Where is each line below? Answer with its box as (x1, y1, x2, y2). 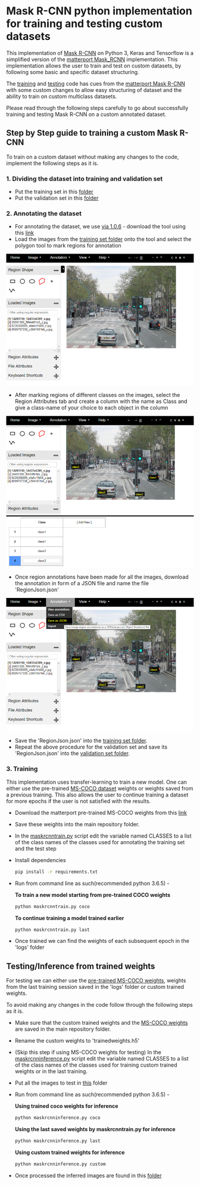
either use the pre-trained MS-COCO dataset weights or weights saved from (6, 784, 193, 792)
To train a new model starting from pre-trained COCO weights (14, 891, 171, 898)
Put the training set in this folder (14, 188, 93, 196)
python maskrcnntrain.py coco (14, 903, 90, 909)
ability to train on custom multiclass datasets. (6, 93, 117, 100)
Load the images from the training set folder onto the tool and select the (14, 236, 192, 243)
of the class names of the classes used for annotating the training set (14, 838, 185, 845)
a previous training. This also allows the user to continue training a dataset (6, 791, 189, 798)
